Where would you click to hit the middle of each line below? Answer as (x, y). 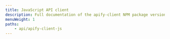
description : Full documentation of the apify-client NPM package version (86, 15)
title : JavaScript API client (37, 10)
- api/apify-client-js (38, 29)
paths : (12, 24)
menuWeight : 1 (20, 19)
